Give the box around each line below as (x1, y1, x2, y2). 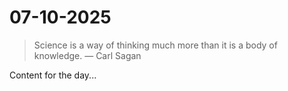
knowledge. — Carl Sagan (33, 49, 142, 61)
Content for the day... (9, 69, 97, 81)
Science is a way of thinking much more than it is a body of (33, 39, 278, 51)
